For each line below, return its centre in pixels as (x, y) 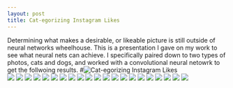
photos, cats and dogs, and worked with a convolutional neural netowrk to (114, 62)
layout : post (26, 14)
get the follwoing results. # (46, 70)
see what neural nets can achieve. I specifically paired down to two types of (116, 55)
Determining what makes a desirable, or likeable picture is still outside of (111, 40)
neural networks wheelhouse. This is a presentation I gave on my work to (112, 47)
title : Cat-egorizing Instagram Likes (63, 20)
